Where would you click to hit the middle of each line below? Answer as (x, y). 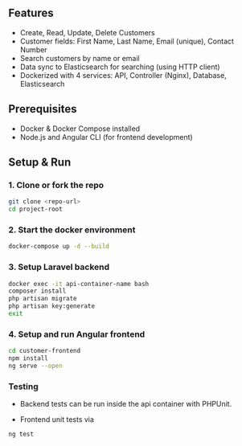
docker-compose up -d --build (59, 247)
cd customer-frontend (45, 351)
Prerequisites (43, 109)
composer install (37, 291)
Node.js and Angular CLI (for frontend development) (106, 137)
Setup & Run (40, 163)
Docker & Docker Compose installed (80, 129)
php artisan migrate (43, 299)
